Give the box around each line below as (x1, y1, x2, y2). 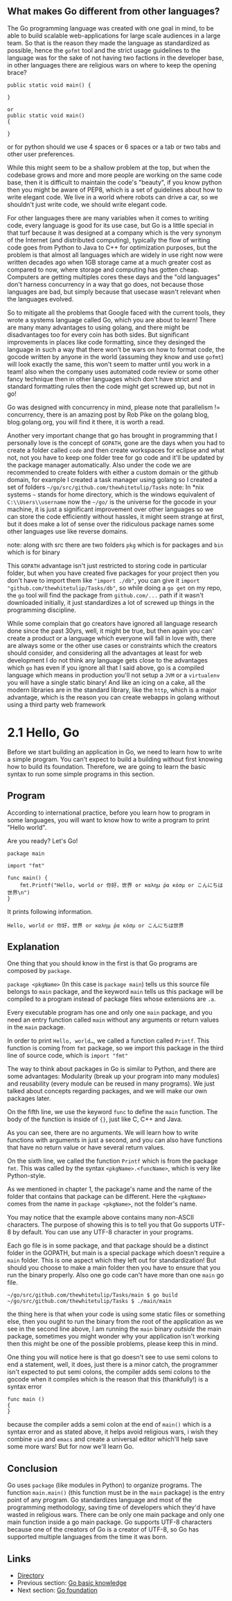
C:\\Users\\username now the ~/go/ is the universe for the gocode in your (7, 497, 217, 506)
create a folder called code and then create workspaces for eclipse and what (7, 446, 225, 454)
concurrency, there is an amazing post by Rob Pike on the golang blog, (7, 410, 209, 419)
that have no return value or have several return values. (7, 1143, 166, 1152)
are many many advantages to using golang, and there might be (7, 323, 190, 331)
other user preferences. (7, 149, 75, 158)
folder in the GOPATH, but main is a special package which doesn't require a (7, 1249, 225, 1257)
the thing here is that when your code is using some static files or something (7, 1310, 226, 1318)
